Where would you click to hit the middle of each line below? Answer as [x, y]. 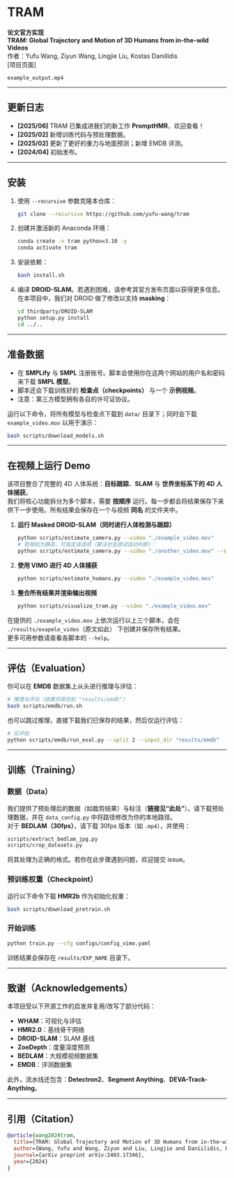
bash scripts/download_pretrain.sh [59, 909]
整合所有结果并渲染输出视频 [57, 592]
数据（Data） [30, 792]
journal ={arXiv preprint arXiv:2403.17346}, [79, 1155]
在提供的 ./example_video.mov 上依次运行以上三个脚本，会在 [93, 620]
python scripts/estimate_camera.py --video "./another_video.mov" [116, 551]
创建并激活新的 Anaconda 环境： [64, 228]
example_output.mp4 [36, 78]
